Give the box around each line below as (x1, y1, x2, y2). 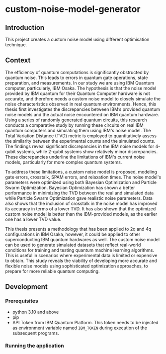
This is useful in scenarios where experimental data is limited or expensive (5, 252, 158, 258)
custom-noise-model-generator (5, 3, 141, 15)
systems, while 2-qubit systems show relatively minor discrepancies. (16, 148, 158, 155)
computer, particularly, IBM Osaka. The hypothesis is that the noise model (5, 85, 157, 91)
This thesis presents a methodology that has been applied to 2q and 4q (5, 226, 152, 232)
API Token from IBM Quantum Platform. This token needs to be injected (12, 319, 159, 325)
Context (5, 56, 31, 65)
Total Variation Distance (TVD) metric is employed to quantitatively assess (5, 133, 157, 139)
